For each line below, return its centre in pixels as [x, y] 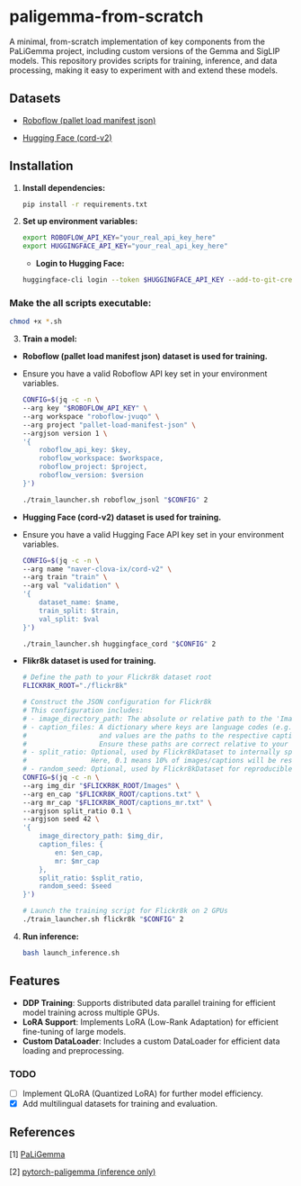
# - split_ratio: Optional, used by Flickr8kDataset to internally [151, 752]
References [42, 1132]
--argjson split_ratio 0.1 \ [77, 811]
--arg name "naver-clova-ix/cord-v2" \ [97, 569]
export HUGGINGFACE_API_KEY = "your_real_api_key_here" [125, 246]
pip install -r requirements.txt [85, 204]
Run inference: [50, 936]
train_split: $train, [79, 611]
